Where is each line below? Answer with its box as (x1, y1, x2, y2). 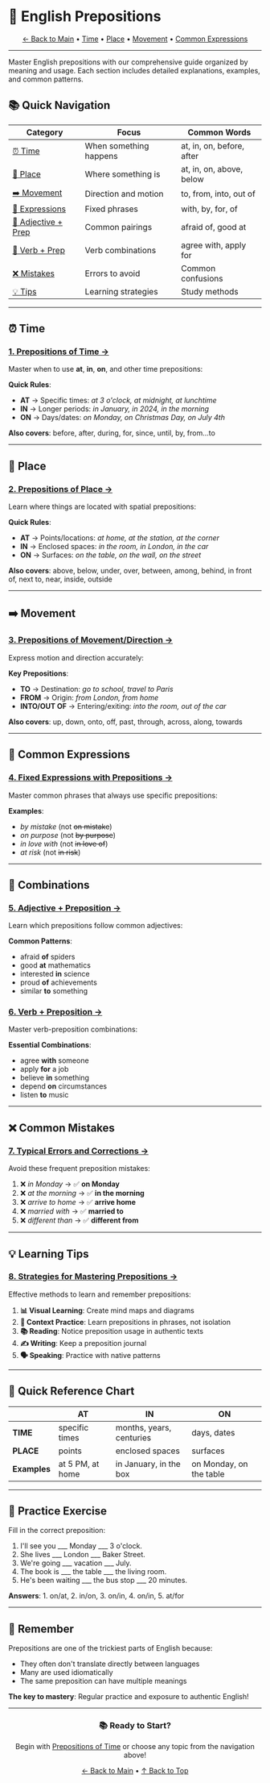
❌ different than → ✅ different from (19, 1215, 139, 1225)
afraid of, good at (180, 221, 247, 232)
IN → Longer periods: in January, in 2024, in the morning (19, 404, 210, 414)
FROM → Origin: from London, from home (19, 693, 159, 702)
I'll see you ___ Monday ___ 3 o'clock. (19, 1541, 143, 1551)
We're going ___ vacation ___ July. (19, 1558, 132, 1568)
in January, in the (115, 1458, 181, 1469)
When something (84, 140, 149, 152)
